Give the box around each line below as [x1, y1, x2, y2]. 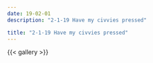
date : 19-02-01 [7, 10, 51, 17]
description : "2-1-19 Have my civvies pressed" [7, 17, 147, 24]
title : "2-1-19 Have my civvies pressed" [7, 29, 129, 36]
